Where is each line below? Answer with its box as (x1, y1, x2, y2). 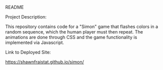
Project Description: (5, 14, 47, 19)
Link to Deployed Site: (5, 49, 51, 55)
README (5, 4, 24, 10)
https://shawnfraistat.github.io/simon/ (5, 59, 85, 64)
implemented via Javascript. (5, 39, 64, 45)
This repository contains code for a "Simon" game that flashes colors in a (5, 23, 158, 29)
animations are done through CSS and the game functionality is (5, 34, 138, 40)
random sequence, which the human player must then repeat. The (5, 29, 143, 34)
